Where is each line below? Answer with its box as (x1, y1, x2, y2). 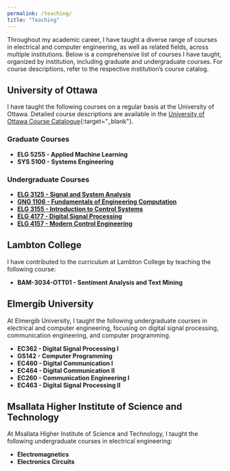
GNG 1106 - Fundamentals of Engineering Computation (16, 197, 177, 206)
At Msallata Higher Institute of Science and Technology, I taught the (7, 430, 198, 438)
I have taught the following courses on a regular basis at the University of (7, 102, 215, 111)
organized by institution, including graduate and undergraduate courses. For (7, 57, 223, 65)
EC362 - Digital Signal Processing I (16, 344, 119, 353)
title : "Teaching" (7, 17, 60, 23)
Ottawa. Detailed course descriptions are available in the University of (7, 110, 205, 118)
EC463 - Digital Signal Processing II (16, 381, 121, 389)
